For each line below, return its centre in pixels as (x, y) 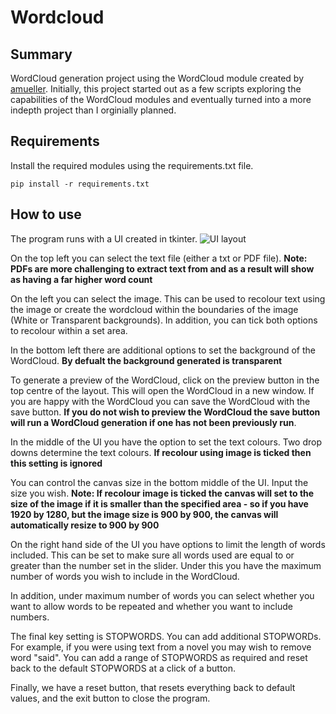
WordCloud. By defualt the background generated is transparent (146, 360)
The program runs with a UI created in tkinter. (104, 238)
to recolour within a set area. (69, 330)
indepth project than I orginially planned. (93, 110)
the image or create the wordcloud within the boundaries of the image (154, 309)
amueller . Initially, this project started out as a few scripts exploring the (156, 89)
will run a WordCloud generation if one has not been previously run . (153, 422)
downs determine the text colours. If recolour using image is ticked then (161, 452)
